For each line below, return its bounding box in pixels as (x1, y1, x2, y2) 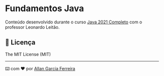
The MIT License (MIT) (5, 51, 51, 57)
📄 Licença (5, 38, 36, 47)
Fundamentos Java (5, 3, 84, 14)
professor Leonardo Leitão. (5, 24, 60, 30)
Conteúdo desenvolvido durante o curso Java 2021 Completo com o (5, 19, 143, 25)
